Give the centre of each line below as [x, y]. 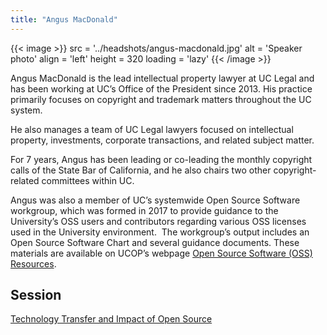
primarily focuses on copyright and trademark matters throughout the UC [161, 99]
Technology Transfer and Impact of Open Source [111, 319]
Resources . [33, 263]
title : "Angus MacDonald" [64, 19]
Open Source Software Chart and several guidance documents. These [155, 242]
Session [36, 295]
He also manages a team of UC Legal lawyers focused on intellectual [152, 129]
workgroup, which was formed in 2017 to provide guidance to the [144, 210]
